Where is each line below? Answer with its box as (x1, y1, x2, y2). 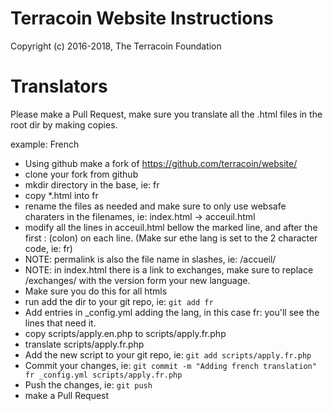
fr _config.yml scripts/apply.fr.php (24, 370, 183, 380)
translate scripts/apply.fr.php (24, 338, 145, 350)
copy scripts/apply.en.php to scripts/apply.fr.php (24, 327, 227, 339)
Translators (10, 75, 108, 98)
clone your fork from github (24, 168, 139, 180)
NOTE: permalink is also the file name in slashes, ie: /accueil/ (24, 253, 277, 265)
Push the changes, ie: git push (24, 378, 153, 391)
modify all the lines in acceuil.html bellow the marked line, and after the (24, 221, 318, 233)
